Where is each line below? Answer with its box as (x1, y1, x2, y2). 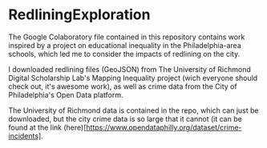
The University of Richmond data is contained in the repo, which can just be (8, 106, 259, 115)
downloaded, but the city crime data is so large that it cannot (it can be (8, 114, 242, 123)
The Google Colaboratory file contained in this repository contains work (8, 32, 245, 42)
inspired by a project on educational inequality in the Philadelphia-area (8, 40, 242, 50)
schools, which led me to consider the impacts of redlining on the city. (8, 49, 241, 58)
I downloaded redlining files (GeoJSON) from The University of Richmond (8, 64, 251, 74)
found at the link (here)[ (8, 122, 87, 132)
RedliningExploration (8, 6, 151, 24)
